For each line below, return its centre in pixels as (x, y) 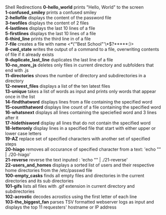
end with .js (17, 70)
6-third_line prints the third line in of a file (48, 39)
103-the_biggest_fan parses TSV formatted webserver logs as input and (80, 202)
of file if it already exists (29, 54)
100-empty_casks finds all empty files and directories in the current (75, 176)
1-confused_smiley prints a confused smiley (51, 12)
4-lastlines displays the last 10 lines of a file (50, 28)
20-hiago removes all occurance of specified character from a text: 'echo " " (83, 149)
